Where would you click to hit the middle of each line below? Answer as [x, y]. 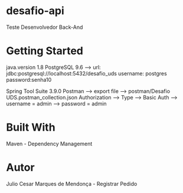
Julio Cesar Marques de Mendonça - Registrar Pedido [72, 184]
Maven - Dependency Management [49, 144]
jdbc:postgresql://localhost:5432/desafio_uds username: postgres [86, 73]
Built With [31, 127]
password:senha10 [29, 79]
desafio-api [35, 11]
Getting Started [45, 51]
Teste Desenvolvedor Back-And [45, 27]
